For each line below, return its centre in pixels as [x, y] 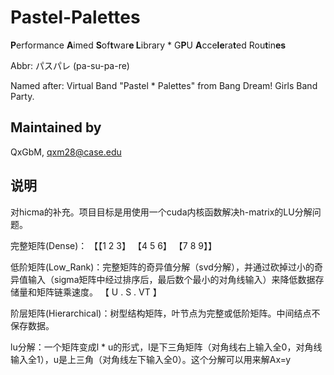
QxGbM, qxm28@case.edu [66, 152]
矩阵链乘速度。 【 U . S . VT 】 [99, 292]
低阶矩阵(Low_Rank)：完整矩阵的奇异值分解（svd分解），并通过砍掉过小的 [162, 267]
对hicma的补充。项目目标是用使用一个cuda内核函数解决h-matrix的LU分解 [161, 212]
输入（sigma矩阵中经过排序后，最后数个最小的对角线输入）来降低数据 [171, 279]
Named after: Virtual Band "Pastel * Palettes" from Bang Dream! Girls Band [164, 85]
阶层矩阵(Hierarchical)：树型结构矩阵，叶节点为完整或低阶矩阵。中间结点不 [165, 313]
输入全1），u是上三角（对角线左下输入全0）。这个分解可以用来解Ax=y [151, 359]
